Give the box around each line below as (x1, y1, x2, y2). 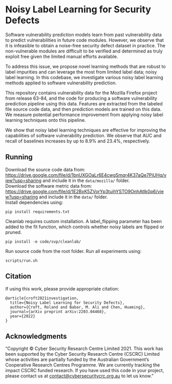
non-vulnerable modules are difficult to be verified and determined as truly (5, 48, 163, 54)
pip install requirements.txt (5, 209, 70, 214)
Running (5, 153, 33, 161)
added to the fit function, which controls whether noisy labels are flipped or (5, 224, 165, 230)
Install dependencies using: (5, 199, 63, 205)
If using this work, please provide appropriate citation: (5, 285, 119, 291)
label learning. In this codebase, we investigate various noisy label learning (5, 74, 164, 80)
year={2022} (10, 314, 36, 319)
